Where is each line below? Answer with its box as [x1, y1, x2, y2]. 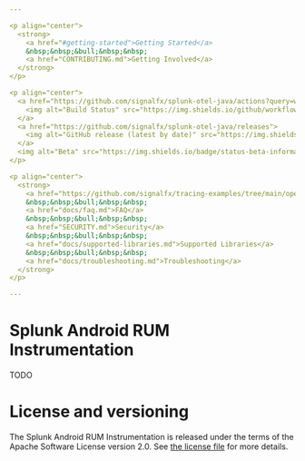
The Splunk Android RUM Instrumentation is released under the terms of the [9, 432, 294, 442]
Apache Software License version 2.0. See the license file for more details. [9, 441, 289, 452]
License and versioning [9, 401, 189, 422]
